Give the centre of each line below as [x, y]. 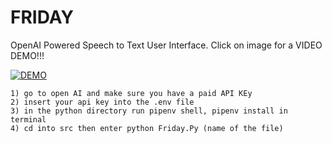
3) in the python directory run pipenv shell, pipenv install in [149, 111]
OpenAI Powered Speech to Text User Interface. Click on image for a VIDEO [166, 45]
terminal [28, 119]
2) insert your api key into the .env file [102, 102]
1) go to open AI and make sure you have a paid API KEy [131, 93]
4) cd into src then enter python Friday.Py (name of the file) [147, 128]
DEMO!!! [27, 55]
